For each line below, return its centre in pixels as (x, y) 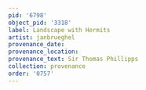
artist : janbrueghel (42, 37)
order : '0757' (31, 74)
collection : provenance (47, 67)
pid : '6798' (27, 15)
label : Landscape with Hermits (59, 30)
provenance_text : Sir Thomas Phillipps (73, 59)
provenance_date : (36, 45)
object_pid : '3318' (40, 23)
